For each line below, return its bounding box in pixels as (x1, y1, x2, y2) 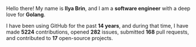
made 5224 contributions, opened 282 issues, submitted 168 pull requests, (6, 28, 190, 35)
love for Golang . (6, 11, 46, 18)
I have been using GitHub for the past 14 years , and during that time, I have (6, 23, 188, 29)
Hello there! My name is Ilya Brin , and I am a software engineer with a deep (6, 5, 191, 12)
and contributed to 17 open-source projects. (6, 35, 114, 41)
